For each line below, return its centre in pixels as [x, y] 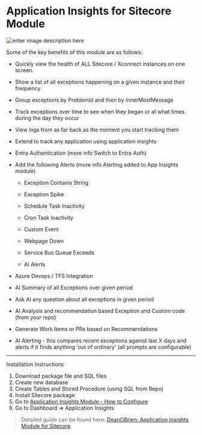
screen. [24, 70]
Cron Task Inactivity [49, 217]
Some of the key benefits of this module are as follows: [75, 52]
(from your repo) [35, 317]
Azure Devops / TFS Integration [54, 276]
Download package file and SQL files [61, 376]
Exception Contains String [56, 182]
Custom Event [41, 229]
